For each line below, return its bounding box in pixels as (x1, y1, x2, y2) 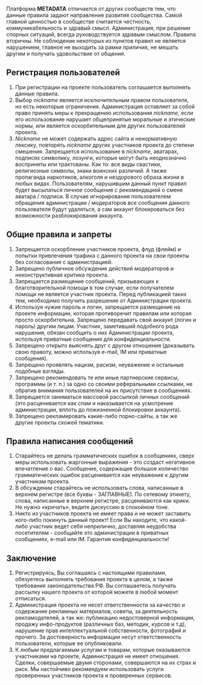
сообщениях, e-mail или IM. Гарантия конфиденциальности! (14, 536, 169, 543)
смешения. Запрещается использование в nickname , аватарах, (14, 147, 179, 155)
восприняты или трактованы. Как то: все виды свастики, (14, 160, 162, 168)
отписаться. (14, 595, 46, 602)
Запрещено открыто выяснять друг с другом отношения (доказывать (14, 341, 195, 349)
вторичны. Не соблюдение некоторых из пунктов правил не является (6, 37, 186, 44)
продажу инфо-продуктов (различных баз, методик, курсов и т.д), (14, 620, 187, 628)
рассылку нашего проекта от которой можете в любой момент (14, 588, 178, 596)
